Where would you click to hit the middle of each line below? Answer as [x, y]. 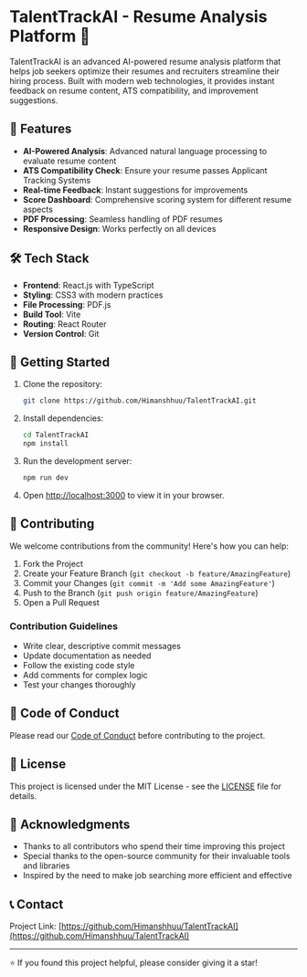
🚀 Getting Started [60, 362]
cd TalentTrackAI [56, 436]
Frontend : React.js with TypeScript [88, 285]
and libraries [46, 866]
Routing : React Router [64, 324]
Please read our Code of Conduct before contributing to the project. [138, 735]
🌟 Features [41, 129]
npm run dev [45, 478]
